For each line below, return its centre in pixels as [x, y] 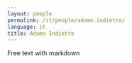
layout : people [30, 14]
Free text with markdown [44, 53]
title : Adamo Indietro [41, 33]
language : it [27, 27]
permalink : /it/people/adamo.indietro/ [66, 20]
